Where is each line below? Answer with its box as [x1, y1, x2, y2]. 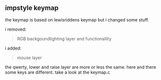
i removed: [5, 26, 27, 32]
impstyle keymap [5, 4, 59, 12]
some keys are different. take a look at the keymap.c [5, 69, 110, 75]
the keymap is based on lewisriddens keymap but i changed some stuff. [5, 17, 149, 22]
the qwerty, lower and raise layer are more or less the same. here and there [5, 64, 156, 70]
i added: [5, 45, 22, 51]
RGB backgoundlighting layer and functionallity [17, 36, 112, 41]
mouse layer [17, 55, 42, 60]
